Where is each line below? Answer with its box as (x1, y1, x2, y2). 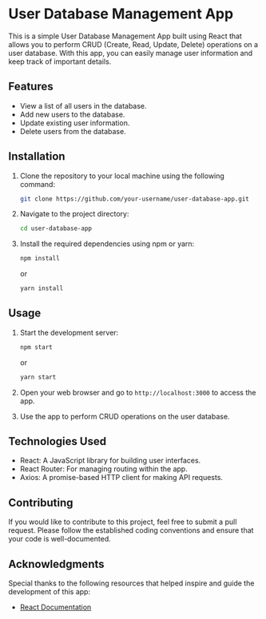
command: (19, 179, 56, 188)
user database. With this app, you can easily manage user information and (8, 48, 253, 58)
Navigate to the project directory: (19, 209, 129, 219)
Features (8, 80, 54, 93)
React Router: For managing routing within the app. (19, 464, 188, 474)
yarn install (19, 284, 64, 292)
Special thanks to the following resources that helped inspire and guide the (8, 578, 255, 588)
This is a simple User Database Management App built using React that (8, 31, 242, 41)
